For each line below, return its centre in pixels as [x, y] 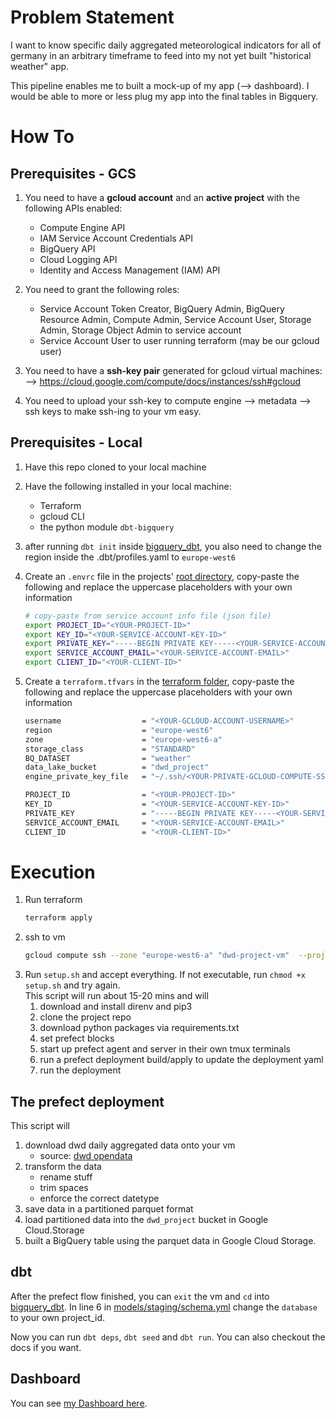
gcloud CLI [62, 516]
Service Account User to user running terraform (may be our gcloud [179, 340]
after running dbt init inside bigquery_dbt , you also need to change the [173, 546]
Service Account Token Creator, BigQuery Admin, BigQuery [162, 308]
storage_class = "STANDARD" [110, 749]
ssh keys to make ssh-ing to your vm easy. [113, 411]
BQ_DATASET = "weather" [108, 758]
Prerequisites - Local [76, 442]
